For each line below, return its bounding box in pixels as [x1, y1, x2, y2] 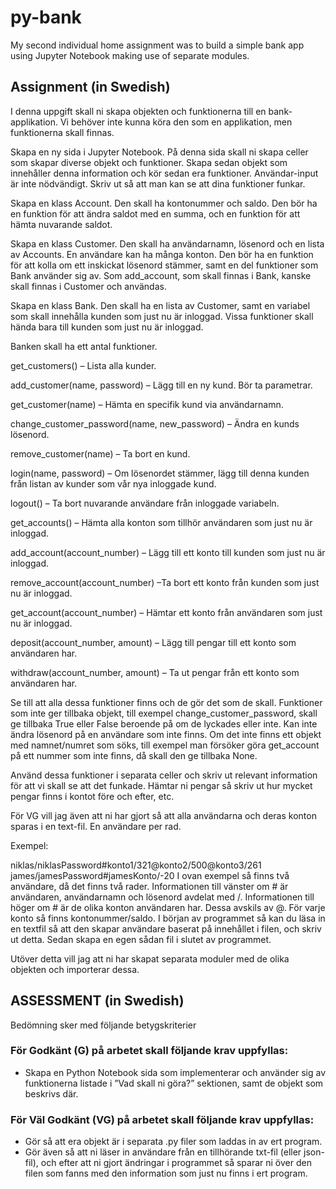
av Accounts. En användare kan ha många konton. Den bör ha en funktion [10, 248, 314, 260]
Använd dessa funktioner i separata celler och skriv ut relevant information [10, 769, 318, 781]
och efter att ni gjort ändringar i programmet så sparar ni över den [40, 1157, 312, 1169]
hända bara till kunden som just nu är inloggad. [10, 321, 204, 333]
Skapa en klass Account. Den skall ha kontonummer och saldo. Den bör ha [10, 197, 318, 209]
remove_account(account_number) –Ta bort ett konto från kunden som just [10, 576, 320, 588]
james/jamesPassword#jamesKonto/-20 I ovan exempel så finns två [10, 869, 290, 881]
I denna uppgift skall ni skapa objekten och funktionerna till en [10, 105, 267, 117]
